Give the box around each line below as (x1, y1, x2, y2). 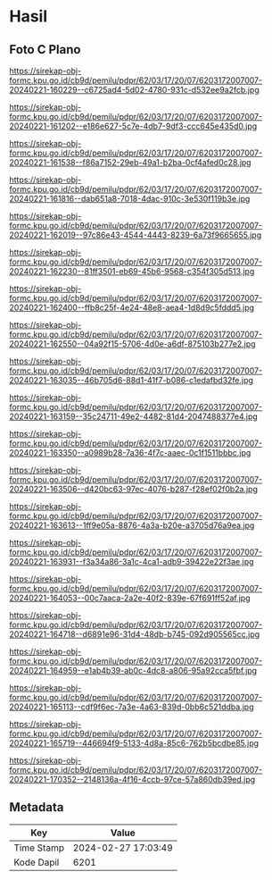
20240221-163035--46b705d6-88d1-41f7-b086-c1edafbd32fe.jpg (9, 375, 254, 385)
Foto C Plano (9, 42, 81, 57)
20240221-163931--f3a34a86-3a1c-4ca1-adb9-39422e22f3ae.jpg (9, 557, 254, 566)
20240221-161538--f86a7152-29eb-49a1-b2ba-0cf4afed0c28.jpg (9, 157, 251, 167)
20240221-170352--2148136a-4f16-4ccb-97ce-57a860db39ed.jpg (9, 775, 256, 784)
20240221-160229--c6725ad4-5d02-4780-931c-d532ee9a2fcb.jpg (9, 85, 260, 95)
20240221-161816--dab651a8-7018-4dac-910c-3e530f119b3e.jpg (9, 194, 251, 204)
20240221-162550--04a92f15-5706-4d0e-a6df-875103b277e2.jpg (9, 339, 256, 349)
